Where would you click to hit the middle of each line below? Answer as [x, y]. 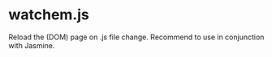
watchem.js [49, 15]
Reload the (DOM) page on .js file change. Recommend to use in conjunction [136, 37]
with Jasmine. [32, 45]
